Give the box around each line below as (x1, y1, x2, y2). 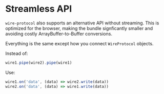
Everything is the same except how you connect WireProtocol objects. (5, 40, 154, 46)
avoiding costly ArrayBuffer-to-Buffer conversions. (5, 30, 113, 37)
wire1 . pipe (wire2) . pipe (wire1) (5, 60, 72, 65)
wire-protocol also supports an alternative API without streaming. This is (5, 20, 159, 26)
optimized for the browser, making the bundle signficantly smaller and (5, 25, 153, 31)
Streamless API (5, 3, 72, 15)
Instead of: (5, 50, 28, 56)
